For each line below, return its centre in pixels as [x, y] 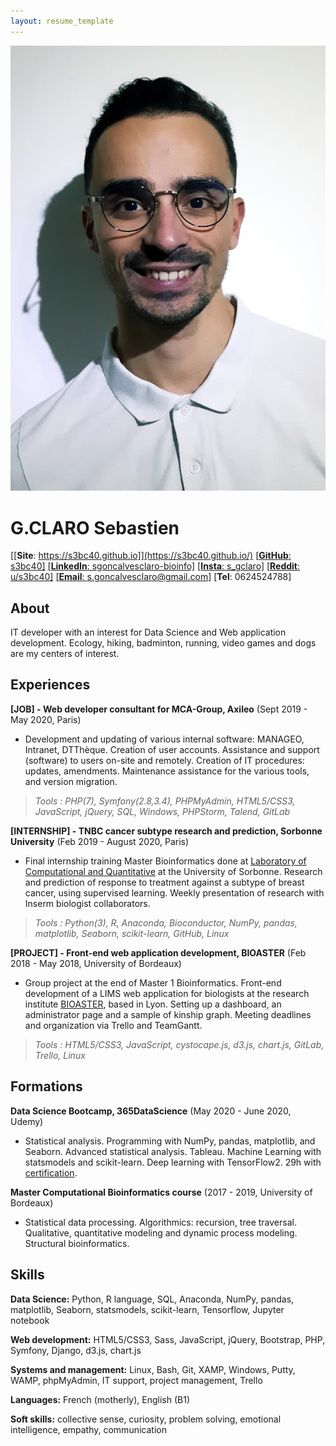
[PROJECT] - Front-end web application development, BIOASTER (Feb [158, 952]
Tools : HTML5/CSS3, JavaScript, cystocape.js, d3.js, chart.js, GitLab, [179, 1044]
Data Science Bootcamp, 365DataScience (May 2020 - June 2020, [151, 1111]
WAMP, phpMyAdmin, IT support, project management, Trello [136, 1380]
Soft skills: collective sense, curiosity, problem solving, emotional [146, 1419]
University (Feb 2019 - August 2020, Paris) [100, 841]
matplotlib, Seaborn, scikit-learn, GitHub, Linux [132, 933]
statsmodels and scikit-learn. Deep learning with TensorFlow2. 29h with [173, 1162]
